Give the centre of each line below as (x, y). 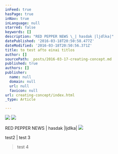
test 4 (23, 147)
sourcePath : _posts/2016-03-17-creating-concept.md (58, 59)
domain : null (23, 81)
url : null (19, 86)
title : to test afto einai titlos (40, 50)
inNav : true (17, 18)
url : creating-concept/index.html (40, 95)
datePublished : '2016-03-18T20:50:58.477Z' (50, 41)
